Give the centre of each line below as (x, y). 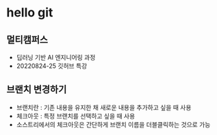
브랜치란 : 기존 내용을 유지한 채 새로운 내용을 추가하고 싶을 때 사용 (104, 107)
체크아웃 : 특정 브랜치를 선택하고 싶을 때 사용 (76, 116)
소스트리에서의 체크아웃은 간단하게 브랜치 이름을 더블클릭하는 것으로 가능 (113, 124)
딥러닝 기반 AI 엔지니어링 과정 (56, 57)
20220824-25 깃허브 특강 (52, 66)
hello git (30, 13)
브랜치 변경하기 (37, 89)
